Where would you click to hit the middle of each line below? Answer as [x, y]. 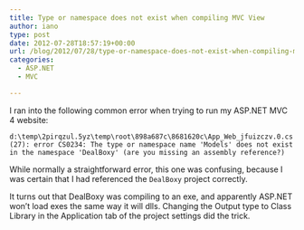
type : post [30, 34]
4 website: [29, 120]
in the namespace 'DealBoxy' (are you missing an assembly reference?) [147, 152]
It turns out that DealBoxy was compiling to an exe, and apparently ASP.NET [151, 196]
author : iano [34, 26]
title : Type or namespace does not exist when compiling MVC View [137, 18]
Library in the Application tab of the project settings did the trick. [130, 216]
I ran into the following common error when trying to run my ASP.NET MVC [148, 110]
